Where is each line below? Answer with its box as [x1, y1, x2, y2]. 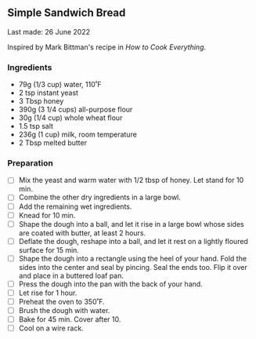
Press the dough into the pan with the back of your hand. [18, 279, 203, 289]
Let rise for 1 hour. [18, 288, 78, 297]
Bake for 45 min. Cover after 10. [18, 315, 121, 324]
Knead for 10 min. [18, 210, 76, 220]
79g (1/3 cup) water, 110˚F [18, 80, 102, 89]
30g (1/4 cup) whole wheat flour [18, 113, 123, 122]
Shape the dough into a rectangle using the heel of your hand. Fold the [18, 253, 247, 263]
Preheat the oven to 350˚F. [18, 297, 105, 306]
